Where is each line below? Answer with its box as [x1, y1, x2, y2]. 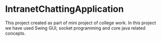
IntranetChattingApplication [5, 3, 124, 15]
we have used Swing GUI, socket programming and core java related [5, 25, 146, 31]
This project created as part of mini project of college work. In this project [5, 20, 156, 26]
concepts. [5, 30, 26, 36]
